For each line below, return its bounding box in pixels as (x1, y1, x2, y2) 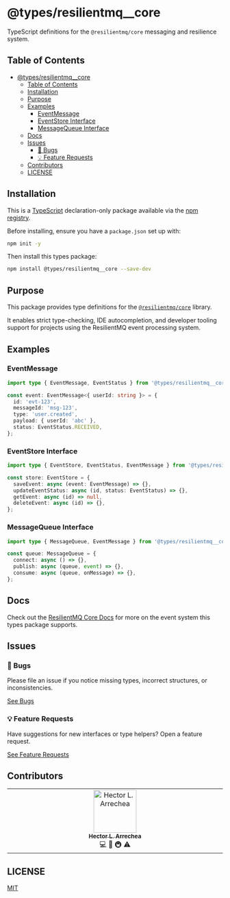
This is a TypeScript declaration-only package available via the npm (7, 206, 199, 214)
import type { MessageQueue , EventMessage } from (7, 538, 152, 545)
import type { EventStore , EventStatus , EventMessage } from (7, 462, 186, 469)
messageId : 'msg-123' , (13, 405, 78, 412)
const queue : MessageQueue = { (7, 550, 97, 557)
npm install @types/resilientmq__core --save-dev (7, 265, 152, 272)
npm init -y (7, 240, 41, 247)
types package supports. (7, 620, 78, 628)
